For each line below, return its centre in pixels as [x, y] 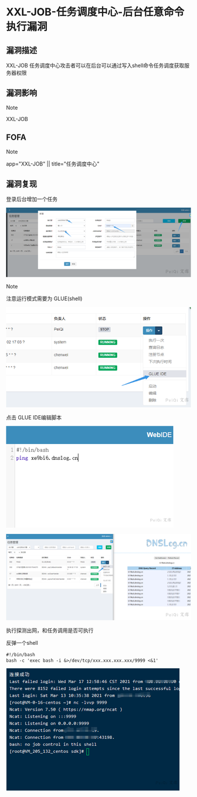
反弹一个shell [22, 643]
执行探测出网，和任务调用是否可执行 [50, 630]
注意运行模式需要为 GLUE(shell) [44, 298]
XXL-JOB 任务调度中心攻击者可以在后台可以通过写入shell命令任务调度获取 [95, 65]
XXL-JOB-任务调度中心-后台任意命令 [95, 12]
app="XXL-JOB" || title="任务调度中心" [53, 164]
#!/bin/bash [21, 655]
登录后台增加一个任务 [32, 199]
